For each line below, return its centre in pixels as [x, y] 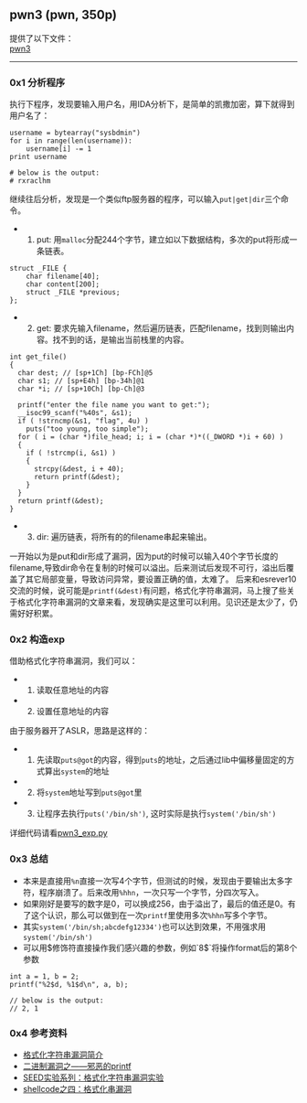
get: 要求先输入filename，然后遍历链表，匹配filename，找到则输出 [161, 328]
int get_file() [38, 357]
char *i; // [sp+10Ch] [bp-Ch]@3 [81, 389]
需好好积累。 [33, 614]
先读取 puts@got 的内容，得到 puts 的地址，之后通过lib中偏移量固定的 [161, 760]
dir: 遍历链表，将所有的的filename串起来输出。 [124, 537]
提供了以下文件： [42, 38]
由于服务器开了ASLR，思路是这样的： [80, 731]
